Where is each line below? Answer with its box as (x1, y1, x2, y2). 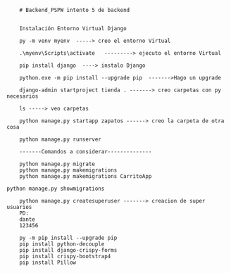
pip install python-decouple (19, 241, 105, 248)
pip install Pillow (19, 259, 77, 266)
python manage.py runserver (19, 136, 101, 143)
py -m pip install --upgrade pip (19, 234, 118, 241)
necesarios (6, 93, 39, 100)
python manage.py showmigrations (6, 185, 105, 192)
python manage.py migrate (19, 160, 96, 167)
